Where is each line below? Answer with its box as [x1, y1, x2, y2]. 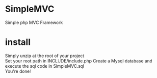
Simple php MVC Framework [5, 19, 63, 25]
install [5, 37, 31, 48]
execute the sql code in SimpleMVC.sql [5, 63, 84, 69]
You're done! [5, 68, 31, 74]
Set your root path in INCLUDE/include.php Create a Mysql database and [5, 58, 153, 64]
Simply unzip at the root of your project [5, 53, 84, 58]
